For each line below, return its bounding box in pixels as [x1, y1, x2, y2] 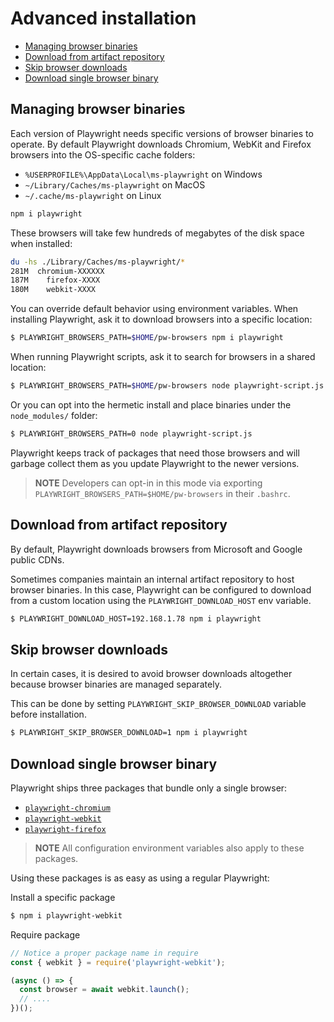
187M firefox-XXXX [10, 275, 101, 286]
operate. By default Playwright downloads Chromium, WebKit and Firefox [10, 138, 312, 150]
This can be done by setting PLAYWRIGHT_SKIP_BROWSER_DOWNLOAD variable [10, 698, 307, 710]
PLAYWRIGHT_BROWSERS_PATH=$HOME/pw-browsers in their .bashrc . [34, 487, 291, 499]
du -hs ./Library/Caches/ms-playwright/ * [10, 257, 186, 267]
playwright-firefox [24, 824, 107, 834]
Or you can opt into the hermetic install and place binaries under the [10, 398, 292, 411]
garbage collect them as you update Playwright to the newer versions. [10, 457, 300, 469]
